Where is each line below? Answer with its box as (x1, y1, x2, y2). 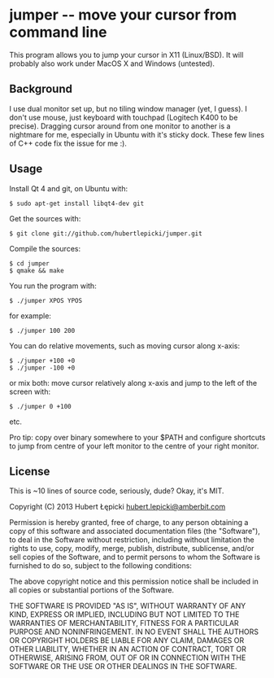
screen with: (9, 387, 51, 396)
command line (9, 23, 108, 42)
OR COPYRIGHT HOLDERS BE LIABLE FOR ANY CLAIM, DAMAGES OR (9, 636, 245, 645)
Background (9, 82, 72, 96)
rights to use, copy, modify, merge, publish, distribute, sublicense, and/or (9, 544, 254, 553)
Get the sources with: (9, 213, 81, 223)
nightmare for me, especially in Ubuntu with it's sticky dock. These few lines (9, 129, 265, 139)
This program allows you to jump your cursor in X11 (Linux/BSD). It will (9, 50, 244, 59)
